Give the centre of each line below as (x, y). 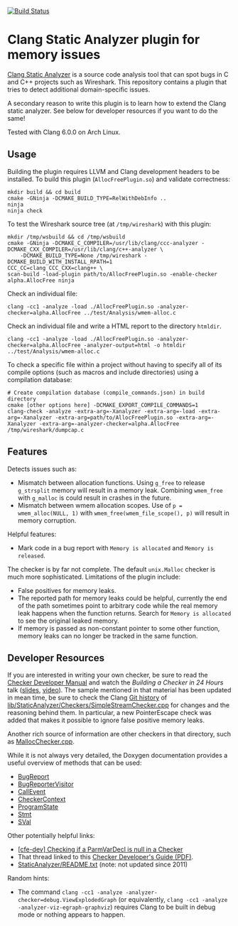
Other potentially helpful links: (51, 836)
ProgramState (38, 807)
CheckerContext (42, 800)
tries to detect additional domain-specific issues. (79, 89)
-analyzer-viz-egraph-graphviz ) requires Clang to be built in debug (117, 907)
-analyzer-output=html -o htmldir (135, 345)
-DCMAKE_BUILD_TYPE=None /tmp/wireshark (81, 256)
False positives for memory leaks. (67, 590)
